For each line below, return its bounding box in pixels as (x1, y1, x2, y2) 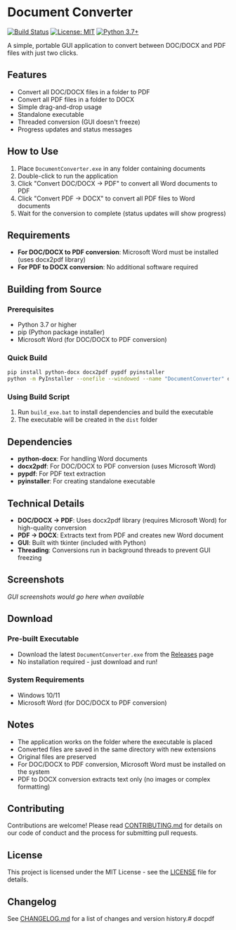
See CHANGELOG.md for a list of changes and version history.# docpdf (7, 915, 215, 923)
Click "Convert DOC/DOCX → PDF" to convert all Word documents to (17, 179, 218, 187)
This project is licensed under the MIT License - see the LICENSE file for (7, 868, 216, 877)
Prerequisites (7, 304, 54, 314)
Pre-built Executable (7, 634, 79, 644)
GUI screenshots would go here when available (7, 592, 145, 601)
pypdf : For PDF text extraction (17, 469, 106, 478)
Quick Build (7, 352, 48, 362)
